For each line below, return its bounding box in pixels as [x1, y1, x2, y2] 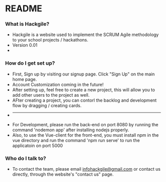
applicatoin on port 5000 [12, 143, 63, 148]
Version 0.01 [12, 42, 38, 48]
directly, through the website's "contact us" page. [12, 171, 114, 178]
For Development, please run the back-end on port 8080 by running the [12, 121, 159, 127]
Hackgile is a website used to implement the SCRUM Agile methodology [12, 32, 159, 37]
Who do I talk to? [5, 155, 46, 162]
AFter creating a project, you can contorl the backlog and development [12, 97, 157, 103]
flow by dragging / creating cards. [12, 102, 82, 109]
